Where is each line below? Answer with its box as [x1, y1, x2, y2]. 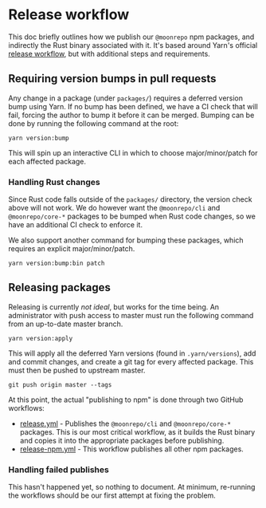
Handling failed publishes [8, 464, 109, 475]
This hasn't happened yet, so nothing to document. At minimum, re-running [8, 482, 256, 492]
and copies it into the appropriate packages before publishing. [19, 435, 225, 445]
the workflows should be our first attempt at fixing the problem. [8, 490, 217, 500]
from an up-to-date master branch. [8, 319, 123, 329]
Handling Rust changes [8, 176, 101, 187]
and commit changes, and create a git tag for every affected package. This [8, 356, 254, 366]
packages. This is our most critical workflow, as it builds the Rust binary [19, 427, 256, 436]
